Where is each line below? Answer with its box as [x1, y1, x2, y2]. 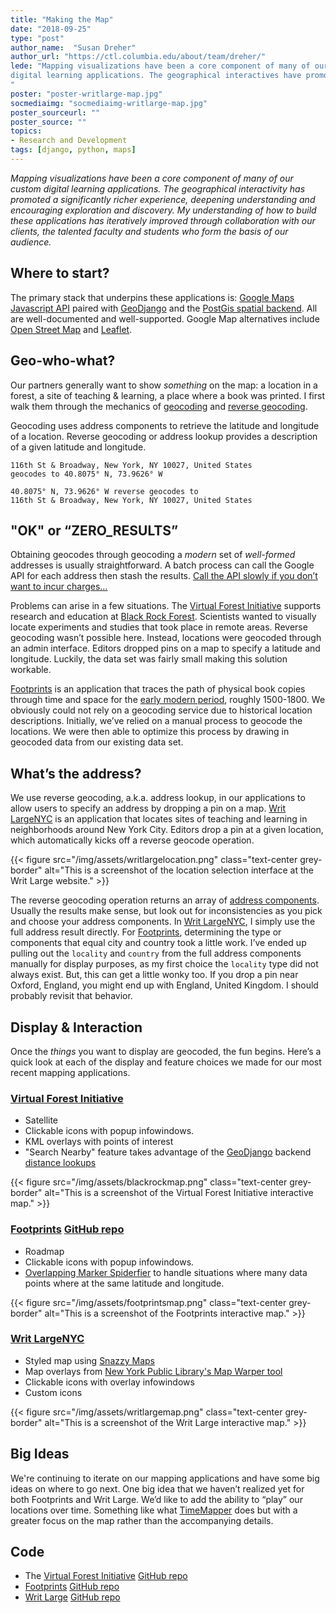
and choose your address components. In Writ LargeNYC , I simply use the [10, 916, 316, 928]
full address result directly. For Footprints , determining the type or [10, 926, 282, 938]
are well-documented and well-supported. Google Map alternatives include [10, 312, 320, 325]
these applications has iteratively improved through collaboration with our [10, 214, 316, 226]
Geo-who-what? [10, 352, 116, 370]
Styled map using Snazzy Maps [24, 1354, 155, 1366]
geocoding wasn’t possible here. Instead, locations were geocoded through [10, 632, 322, 644]
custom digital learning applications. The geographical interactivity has [10, 182, 306, 195]
